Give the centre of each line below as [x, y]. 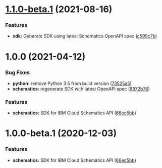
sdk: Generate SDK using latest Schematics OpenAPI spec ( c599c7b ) [85, 36]
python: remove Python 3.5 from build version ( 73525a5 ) [72, 83]
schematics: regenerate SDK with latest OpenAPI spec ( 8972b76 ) [81, 89]
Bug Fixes [18, 72]
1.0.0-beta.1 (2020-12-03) [61, 133]
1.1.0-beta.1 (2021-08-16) [59, 9]
